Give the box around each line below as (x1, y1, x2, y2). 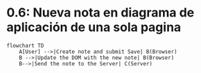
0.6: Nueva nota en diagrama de (6, 5, 195, 21)
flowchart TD (6, 42, 44, 49)
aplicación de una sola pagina (6, 19, 182, 35)
